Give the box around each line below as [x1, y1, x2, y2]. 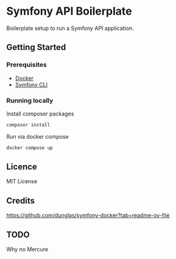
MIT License [6, 178, 38, 185]
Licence [6, 162, 38, 172]
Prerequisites [6, 60, 47, 69]
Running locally [6, 96, 54, 104]
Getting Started [6, 42, 66, 53]
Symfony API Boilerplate [6, 4, 132, 18]
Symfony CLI [15, 81, 48, 88]
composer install [6, 122, 51, 128]
